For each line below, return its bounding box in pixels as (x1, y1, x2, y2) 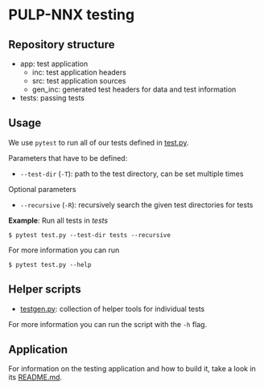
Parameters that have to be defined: (8, 153, 128, 162)
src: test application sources (31, 76, 126, 85)
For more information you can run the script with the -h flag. (8, 319, 208, 329)
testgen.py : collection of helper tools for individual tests (19, 304, 205, 313)
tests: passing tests (19, 93, 85, 102)
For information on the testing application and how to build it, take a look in (8, 364, 256, 374)
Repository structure (8, 38, 115, 51)
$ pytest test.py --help (8, 260, 92, 268)
